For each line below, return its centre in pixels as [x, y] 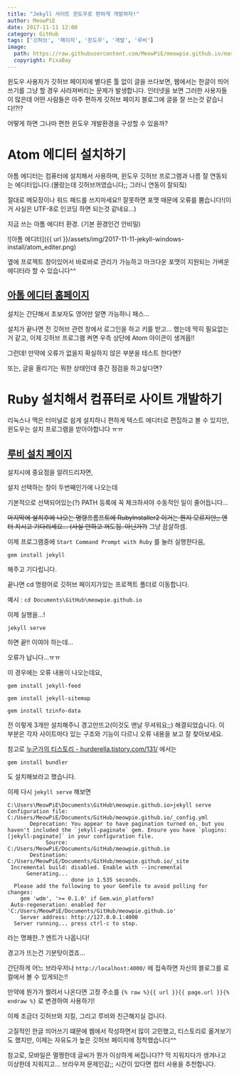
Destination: [49, 855]
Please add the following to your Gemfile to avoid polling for [111, 886]
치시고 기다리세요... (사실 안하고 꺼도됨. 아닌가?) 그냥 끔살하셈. [101, 527]
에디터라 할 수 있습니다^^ [42, 271]
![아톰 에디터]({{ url [34, 238]
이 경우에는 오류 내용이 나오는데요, [55, 673]
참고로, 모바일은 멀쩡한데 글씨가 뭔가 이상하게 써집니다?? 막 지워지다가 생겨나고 [117, 1055]
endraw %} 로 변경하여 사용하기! [51, 1001]
